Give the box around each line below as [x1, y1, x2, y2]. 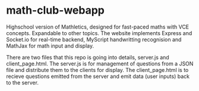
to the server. [6, 79, 39, 86]
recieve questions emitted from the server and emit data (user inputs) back [6, 73, 190, 80]
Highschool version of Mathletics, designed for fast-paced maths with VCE [6, 23, 189, 30]
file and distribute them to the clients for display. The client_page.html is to [6, 66, 189, 73]
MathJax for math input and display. [6, 42, 94, 49]
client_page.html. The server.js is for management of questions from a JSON [6, 60, 194, 67]
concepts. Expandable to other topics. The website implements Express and [6, 29, 192, 36]
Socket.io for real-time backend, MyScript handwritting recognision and [6, 36, 182, 43]
